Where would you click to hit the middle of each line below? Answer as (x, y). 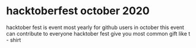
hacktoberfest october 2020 (78, 11)
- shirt (14, 40)
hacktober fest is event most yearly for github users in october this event (95, 27)
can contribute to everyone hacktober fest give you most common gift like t (98, 33)
